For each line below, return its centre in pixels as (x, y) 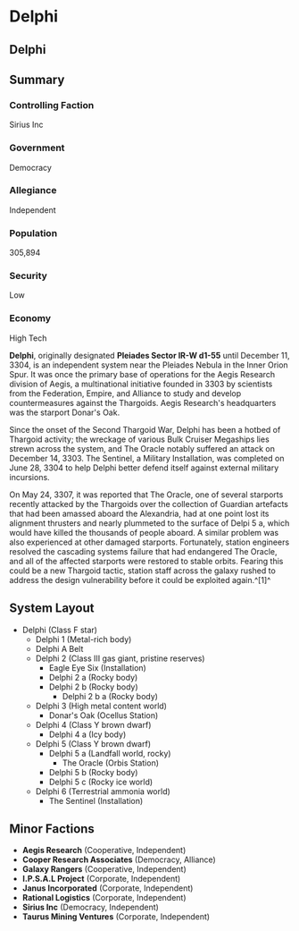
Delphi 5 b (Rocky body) (93, 772)
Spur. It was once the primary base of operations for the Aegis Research (142, 374)
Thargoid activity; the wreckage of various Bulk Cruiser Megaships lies (139, 439)
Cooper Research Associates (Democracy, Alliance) (119, 859)
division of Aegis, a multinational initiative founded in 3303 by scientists (141, 384)
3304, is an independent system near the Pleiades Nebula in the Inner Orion (149, 365)
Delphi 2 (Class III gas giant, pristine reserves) (120, 658)
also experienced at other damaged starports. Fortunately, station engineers (149, 542)
